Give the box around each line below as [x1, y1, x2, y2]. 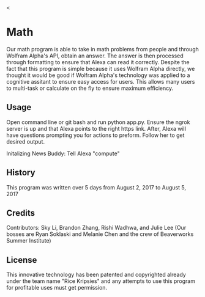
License [6, 255, 37, 265]
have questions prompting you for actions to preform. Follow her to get [6, 131, 185, 139]
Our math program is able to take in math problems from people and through [6, 45, 199, 53]
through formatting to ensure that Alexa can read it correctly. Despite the [6, 58, 190, 65]
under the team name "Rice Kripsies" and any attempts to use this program [6, 277, 196, 285]
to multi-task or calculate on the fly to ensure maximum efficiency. [6, 84, 174, 92]
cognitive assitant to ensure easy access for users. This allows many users [6, 78, 195, 85]
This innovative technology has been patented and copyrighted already [6, 271, 187, 279]
